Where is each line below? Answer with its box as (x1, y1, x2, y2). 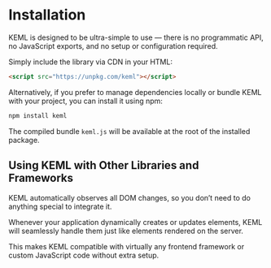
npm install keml (8, 111, 68, 119)
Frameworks (8, 171, 74, 185)
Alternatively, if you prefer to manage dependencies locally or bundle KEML (8, 87, 262, 97)
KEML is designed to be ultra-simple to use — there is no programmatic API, (8, 32, 264, 42)
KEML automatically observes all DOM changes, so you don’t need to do (8, 192, 251, 202)
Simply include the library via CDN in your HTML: (8, 57, 173, 67)
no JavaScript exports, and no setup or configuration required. (8, 41, 218, 50)
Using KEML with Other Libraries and (8, 158, 199, 172)
